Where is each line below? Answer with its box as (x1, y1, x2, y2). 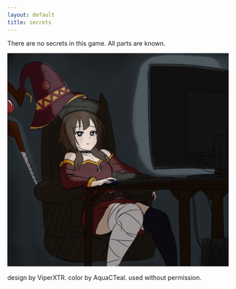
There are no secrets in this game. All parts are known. (7, 39, 166, 47)
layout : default (7, 11, 55, 18)
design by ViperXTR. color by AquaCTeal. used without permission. (7, 274, 202, 282)
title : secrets (7, 18, 52, 26)
